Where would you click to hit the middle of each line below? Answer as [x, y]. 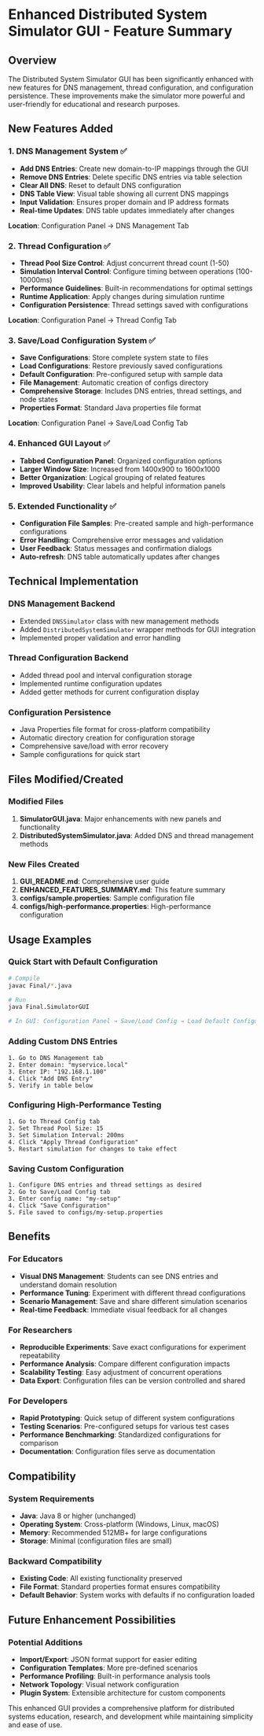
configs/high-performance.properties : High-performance [115, 907]
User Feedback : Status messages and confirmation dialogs [115, 548]
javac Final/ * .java [40, 985]
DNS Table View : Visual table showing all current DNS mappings [124, 194]
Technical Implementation [73, 581]
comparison [39, 1443]
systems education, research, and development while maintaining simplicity [131, 1716]
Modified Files [36, 802]
